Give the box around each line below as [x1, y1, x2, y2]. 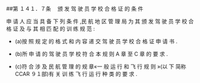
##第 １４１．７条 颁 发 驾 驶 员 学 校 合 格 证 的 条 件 [6, 5, 143, 12]
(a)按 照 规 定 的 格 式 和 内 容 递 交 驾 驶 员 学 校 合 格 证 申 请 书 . [14, 38, 178, 44]
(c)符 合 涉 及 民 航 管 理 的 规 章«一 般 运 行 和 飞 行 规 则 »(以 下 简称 [14, 63, 186, 70]
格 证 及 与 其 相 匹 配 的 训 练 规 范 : [6, 25, 96, 32]
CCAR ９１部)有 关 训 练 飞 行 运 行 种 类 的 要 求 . [14, 71, 137, 77]
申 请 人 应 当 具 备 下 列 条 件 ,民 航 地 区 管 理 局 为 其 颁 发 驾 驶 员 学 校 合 [6, 18, 194, 25]
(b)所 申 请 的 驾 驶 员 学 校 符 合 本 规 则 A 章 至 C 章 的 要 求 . [14, 50, 168, 58]
